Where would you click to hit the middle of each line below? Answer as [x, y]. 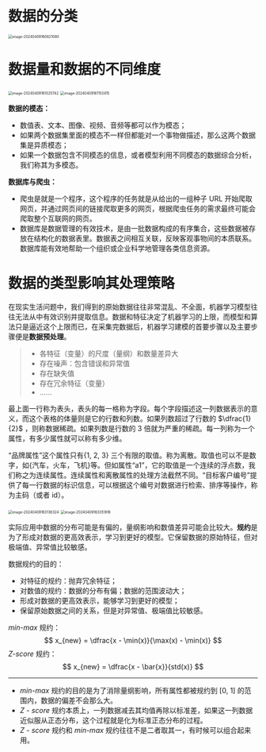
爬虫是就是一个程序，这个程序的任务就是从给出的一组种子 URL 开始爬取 [136, 199]
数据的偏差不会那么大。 [79, 700]
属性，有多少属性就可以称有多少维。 [67, 438]
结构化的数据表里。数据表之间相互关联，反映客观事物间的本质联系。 [144, 238]
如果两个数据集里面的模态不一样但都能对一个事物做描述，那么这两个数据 [137, 135]
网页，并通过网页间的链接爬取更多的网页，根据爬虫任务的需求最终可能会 [137, 208]
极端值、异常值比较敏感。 [50, 547]
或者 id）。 [52, 495]
